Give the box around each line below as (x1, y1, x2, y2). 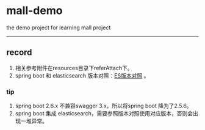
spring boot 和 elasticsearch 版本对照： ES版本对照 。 (15, 71, 149, 79)
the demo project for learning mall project (6, 24, 111, 31)
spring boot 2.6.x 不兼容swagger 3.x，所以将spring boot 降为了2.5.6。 (15, 102, 192, 110)
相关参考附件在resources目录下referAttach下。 (15, 64, 133, 71)
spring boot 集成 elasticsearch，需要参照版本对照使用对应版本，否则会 (15, 110, 193, 117)
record (6, 47, 32, 58)
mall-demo (6, 4, 63, 18)
